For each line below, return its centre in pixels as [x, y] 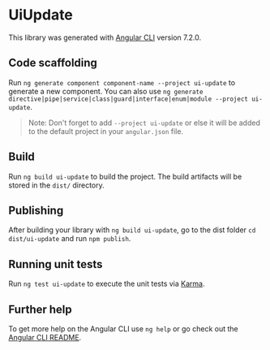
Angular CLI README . [45, 337]
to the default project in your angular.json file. [106, 131]
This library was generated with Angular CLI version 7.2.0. [105, 37]
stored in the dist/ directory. [57, 185]
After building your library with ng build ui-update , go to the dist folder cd [132, 230]
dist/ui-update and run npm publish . [70, 239]
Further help [41, 309]
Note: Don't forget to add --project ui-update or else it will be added [144, 123]
